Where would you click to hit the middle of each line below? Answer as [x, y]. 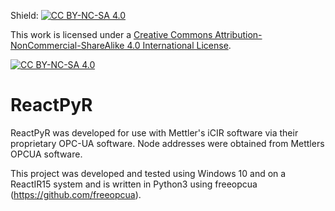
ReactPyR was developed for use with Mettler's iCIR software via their [154, 132]
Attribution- [238, 34]
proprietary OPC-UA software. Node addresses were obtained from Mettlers [167, 143]
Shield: [24, 15]
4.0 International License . [179, 45]
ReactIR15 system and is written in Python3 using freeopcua [134, 184]
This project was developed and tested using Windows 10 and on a [148, 173]
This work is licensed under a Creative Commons [111, 34]
